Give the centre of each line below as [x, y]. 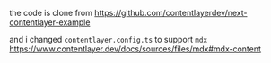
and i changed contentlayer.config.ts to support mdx [109, 39]
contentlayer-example [50, 22]
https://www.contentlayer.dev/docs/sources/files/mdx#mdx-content [135, 49]
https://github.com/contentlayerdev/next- [170, 13]
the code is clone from [51, 13]
